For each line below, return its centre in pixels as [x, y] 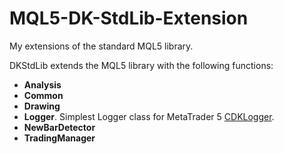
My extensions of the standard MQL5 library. [101, 46]
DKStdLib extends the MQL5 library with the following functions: [141, 65]
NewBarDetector [59, 127]
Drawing [42, 106]
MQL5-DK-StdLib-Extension [129, 18]
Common [43, 95]
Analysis [42, 84]
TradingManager [59, 138]
